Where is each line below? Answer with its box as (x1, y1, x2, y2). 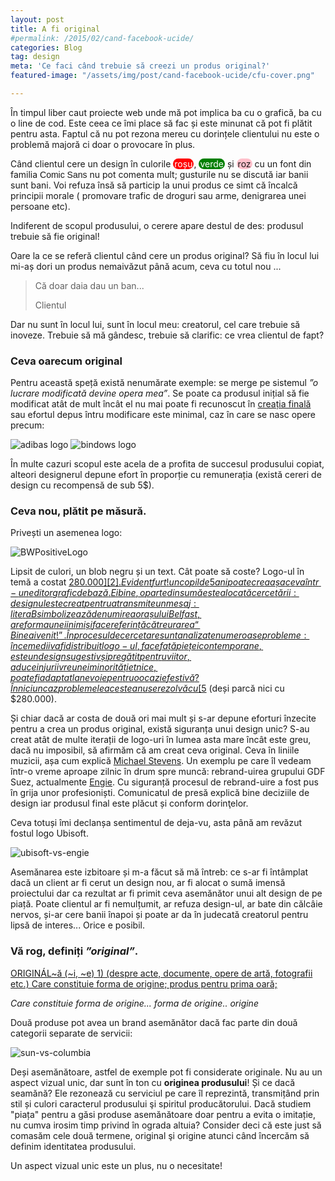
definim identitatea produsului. (10, 1140, 137, 1152)
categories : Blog (10, 42, 83, 53)
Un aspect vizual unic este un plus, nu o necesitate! (10, 1159, 223, 1171)
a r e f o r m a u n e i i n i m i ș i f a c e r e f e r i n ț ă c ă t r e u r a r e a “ (10, 619, 199, 631)
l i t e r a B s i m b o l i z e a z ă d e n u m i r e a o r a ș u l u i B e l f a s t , (10, 608, 201, 620)
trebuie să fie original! (10, 230, 100, 242)
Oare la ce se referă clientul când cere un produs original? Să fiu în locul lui (10, 249, 320, 261)
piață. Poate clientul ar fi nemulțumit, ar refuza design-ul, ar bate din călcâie (10, 898, 323, 910)
